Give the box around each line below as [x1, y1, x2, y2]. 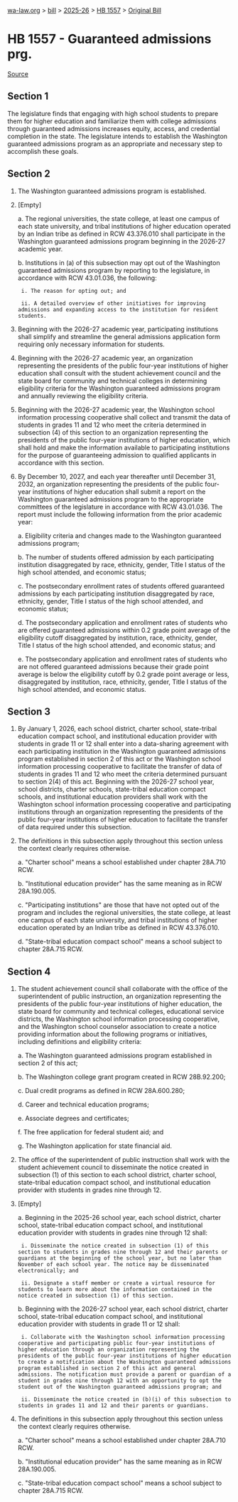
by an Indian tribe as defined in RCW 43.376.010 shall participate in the [17, 229, 226, 238]
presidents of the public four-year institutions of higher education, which [17, 435, 231, 444]
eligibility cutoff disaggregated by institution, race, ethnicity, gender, [17, 633, 218, 642]
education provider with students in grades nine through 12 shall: [17, 1228, 208, 1237]
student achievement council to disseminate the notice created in [17, 1163, 210, 1171]
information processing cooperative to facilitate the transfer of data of [17, 762, 222, 771]
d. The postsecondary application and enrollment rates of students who [17, 618, 228, 626]
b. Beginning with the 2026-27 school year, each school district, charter [17, 1305, 229, 1313]
